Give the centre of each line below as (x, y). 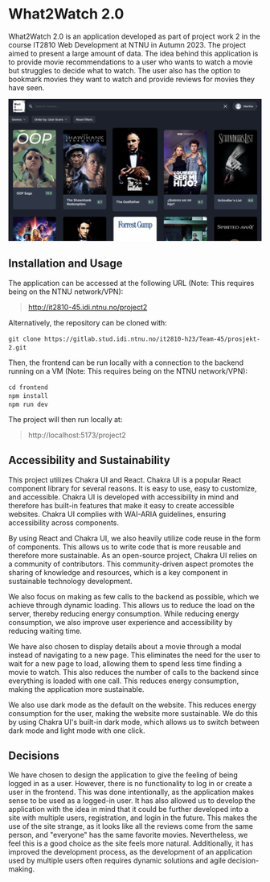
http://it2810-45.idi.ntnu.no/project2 (88, 307)
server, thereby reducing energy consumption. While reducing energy (124, 614)
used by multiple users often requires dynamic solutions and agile (117, 861)
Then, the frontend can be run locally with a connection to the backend (126, 362)
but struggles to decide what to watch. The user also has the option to (125, 70)
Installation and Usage (65, 264)
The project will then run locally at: (65, 419)
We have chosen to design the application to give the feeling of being (123, 775)
